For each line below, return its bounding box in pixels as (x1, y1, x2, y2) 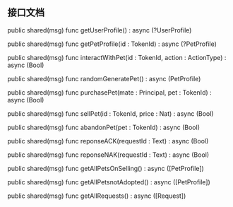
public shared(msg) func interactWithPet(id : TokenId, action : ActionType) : (7, 53, 227, 61)
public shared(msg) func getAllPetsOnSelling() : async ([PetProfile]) (7, 164, 205, 172)
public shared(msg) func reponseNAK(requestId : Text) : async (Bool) (7, 150, 210, 159)
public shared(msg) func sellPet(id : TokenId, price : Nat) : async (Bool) (7, 109, 214, 118)
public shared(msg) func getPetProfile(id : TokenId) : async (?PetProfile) (7, 40, 217, 48)
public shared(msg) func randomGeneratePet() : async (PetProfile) (7, 74, 201, 83)
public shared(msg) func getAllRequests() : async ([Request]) (7, 191, 186, 200)
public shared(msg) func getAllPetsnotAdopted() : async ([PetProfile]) (7, 177, 210, 186)
